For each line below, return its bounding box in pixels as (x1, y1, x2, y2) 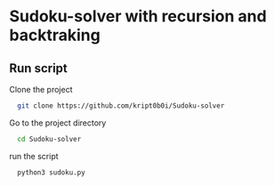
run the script (9, 150, 60, 161)
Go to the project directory (9, 117, 107, 128)
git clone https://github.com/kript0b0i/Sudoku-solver (17, 101, 225, 110)
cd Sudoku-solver (17, 134, 82, 143)
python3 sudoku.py (17, 167, 86, 177)
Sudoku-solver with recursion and (9, 6, 267, 27)
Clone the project (9, 85, 73, 94)
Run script (9, 61, 69, 76)
